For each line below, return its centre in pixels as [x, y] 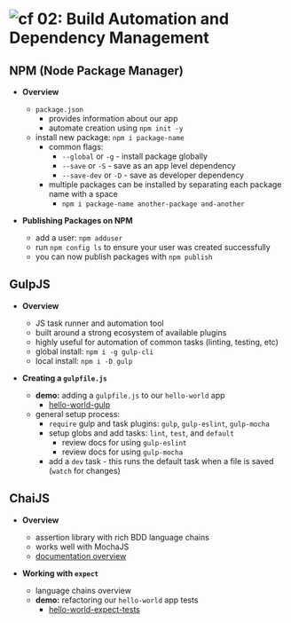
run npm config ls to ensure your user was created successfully [153, 247]
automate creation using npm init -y [116, 128]
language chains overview [83, 590]
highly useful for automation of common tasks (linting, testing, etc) [157, 342]
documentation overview [81, 556]
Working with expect [60, 573]
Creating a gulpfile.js [65, 378]
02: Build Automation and [133, 19]
